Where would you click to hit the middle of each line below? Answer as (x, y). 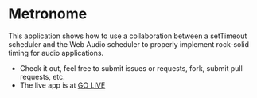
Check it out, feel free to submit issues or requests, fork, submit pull (131, 68)
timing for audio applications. (56, 53)
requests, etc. (42, 76)
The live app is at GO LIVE (62, 85)
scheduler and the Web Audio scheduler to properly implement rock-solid (128, 44)
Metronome (48, 14)
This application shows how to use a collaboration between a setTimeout (128, 36)
